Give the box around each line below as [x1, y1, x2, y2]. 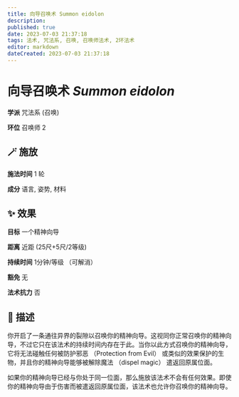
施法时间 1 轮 [7, 169, 45, 178]
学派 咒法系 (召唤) [7, 108, 60, 116]
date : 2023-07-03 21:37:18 [7, 30, 87, 38]
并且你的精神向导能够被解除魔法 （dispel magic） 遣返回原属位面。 [19, 358, 217, 367]
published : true [7, 24, 55, 31]
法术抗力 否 [7, 288, 41, 297]
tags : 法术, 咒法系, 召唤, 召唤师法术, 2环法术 [7, 37, 135, 44]
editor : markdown [7, 43, 59, 51]
